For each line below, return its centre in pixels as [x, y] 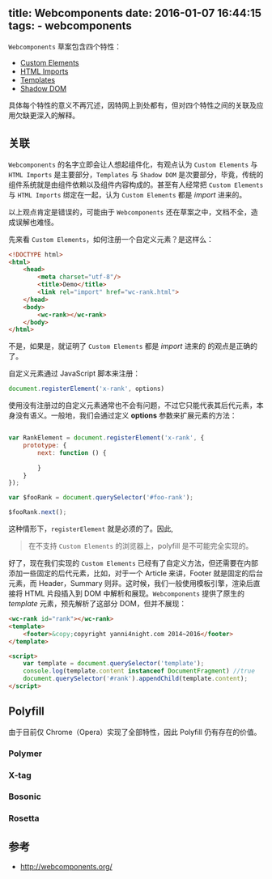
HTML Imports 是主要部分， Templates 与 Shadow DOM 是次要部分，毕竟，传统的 [136, 174]
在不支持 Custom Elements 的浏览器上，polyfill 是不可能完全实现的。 [140, 546]
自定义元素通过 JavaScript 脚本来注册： [74, 374]
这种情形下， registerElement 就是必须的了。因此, [91, 529]
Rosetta [24, 818]
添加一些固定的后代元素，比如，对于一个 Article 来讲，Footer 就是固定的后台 [136, 573]
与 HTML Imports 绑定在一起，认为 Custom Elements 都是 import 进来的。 [127, 194]
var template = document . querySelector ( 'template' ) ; [114, 664]
